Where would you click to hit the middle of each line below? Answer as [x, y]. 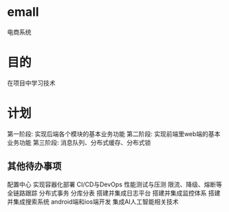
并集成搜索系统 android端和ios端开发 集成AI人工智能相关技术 [93, 202]
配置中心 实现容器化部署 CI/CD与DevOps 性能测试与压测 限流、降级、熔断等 [115, 184]
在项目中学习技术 [31, 83]
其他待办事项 [34, 166]
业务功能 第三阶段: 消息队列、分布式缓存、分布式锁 [79, 142]
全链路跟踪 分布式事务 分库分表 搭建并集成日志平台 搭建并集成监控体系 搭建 [114, 193]
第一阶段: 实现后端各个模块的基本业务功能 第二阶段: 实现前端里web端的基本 [114, 134]
